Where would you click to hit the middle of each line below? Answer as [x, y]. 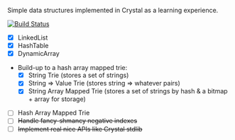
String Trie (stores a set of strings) [78, 75]
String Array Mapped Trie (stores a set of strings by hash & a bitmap [128, 91]
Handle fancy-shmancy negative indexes [77, 121]
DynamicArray [39, 54]
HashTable [33, 46]
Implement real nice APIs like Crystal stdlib [80, 129]
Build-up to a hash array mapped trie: [72, 68]
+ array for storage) [57, 99]
